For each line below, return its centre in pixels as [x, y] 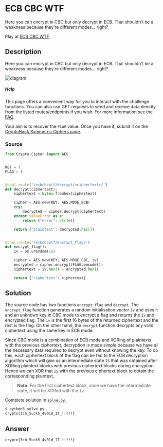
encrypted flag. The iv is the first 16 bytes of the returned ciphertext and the [82, 320]
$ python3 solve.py [25, 409]
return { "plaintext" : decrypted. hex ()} [54, 229]
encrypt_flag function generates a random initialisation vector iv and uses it [81, 310]
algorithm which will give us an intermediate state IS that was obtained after [81, 361]
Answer [17, 429]
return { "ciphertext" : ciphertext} [50, 278]
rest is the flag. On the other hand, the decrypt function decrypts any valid [79, 326]
